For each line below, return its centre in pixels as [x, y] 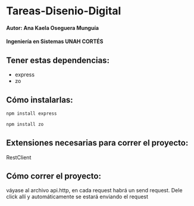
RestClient [19, 157]
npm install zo [25, 124]
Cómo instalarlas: [40, 100]
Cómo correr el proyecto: [54, 176]
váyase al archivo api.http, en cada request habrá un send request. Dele [94, 190]
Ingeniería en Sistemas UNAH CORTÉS [55, 41]
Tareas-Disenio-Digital [64, 11]
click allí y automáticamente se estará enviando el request [77, 197]
